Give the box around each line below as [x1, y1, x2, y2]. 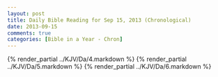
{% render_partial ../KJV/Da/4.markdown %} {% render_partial [7, 55, 187, 63]
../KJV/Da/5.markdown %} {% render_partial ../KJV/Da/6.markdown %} [7, 62, 212, 71]
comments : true [7, 29, 52, 37]
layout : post [7, 10, 45, 17]
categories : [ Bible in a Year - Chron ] [7, 36, 123, 43]
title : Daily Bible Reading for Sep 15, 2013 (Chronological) [7, 17, 192, 24]
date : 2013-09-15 [7, 23, 58, 30]
